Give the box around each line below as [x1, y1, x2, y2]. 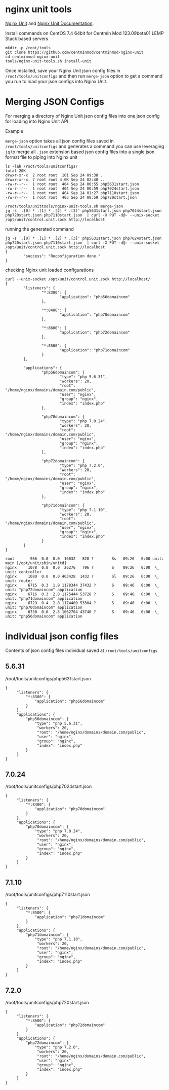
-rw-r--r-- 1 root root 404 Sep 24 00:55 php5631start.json [5, 181, 139, 187]
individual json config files [5, 631, 119, 642]
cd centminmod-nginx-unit [5, 54, 60, 59]
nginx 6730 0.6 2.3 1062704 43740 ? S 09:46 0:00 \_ [5, 609, 159, 614]
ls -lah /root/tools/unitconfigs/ [5, 164, 78, 169]
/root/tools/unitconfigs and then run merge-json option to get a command [5, 72, 163, 79]
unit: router [5, 578, 33, 584]
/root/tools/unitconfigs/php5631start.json [5, 675, 91, 681]
